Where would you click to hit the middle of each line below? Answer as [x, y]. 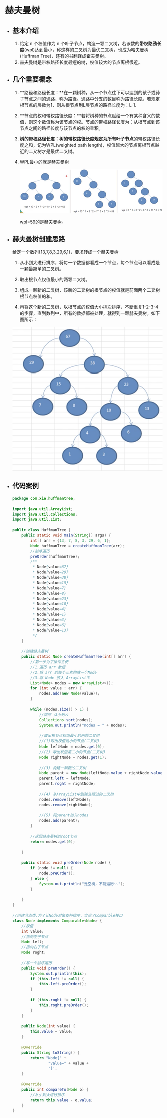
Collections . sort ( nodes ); [66, 720]
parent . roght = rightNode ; [67, 784]
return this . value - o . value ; [62, 1100]
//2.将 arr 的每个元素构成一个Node [64, 672]
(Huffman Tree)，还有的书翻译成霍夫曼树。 [64, 56]
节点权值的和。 [40, 296]
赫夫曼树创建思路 [39, 239]
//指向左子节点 [35, 937]
